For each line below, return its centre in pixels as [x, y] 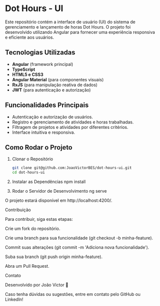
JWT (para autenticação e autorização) [51, 90]
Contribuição [18, 210]
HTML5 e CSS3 [28, 74]
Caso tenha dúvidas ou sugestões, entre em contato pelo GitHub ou [73, 294]
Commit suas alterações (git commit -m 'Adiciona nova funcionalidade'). [77, 247]
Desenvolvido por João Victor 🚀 [37, 285]
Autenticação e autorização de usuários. [52, 117]
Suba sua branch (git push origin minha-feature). [54, 257]
